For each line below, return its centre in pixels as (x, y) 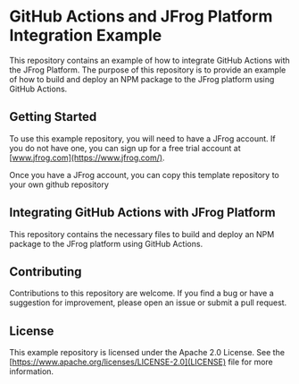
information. (32, 371)
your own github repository (59, 184)
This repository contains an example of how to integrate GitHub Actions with (149, 60)
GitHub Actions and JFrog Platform (141, 17)
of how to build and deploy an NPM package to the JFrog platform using (142, 79)
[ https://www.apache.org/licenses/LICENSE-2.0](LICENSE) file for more (141, 362)
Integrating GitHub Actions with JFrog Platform (143, 213)
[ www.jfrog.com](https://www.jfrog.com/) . (87, 158)
